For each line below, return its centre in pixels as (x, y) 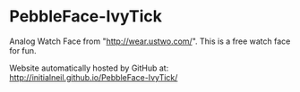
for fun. (23, 50)
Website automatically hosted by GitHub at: (89, 68)
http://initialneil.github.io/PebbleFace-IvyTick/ (94, 77)
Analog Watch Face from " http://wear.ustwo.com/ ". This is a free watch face (150, 41)
